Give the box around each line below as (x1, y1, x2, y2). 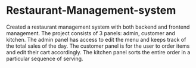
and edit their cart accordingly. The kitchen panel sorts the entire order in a (6, 48, 191, 55)
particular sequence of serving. (6, 55, 83, 62)
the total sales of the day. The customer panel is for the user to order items (6, 42, 190, 50)
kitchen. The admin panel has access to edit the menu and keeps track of (6, 36, 186, 43)
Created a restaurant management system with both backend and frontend (6, 23, 190, 30)
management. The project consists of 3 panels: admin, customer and (6, 29, 176, 36)
